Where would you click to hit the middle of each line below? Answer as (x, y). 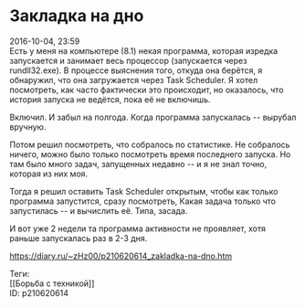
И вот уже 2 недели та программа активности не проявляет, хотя (138, 228)
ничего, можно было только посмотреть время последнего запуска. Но (150, 154)
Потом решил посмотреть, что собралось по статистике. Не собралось (150, 144)
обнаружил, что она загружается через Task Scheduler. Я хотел (134, 79)
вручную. (28, 127)
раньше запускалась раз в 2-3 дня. (79, 238)
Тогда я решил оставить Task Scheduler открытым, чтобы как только (144, 191)
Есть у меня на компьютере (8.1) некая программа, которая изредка (144, 50)
